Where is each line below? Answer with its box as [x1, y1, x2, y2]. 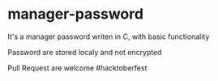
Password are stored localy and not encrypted [7, 47, 163, 57]
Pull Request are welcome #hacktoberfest [7, 62, 147, 73]
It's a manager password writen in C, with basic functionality [7, 32, 210, 41]
